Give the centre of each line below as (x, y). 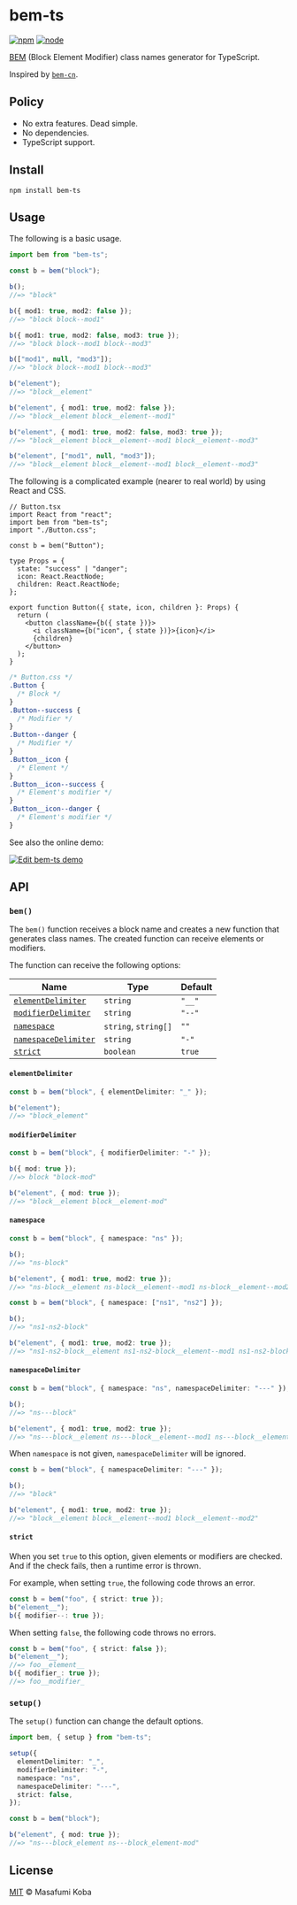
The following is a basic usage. (65, 239)
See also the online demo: (57, 842)
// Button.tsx (35, 507)
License (31, 1871)
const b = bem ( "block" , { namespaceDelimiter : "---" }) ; (116, 1470)
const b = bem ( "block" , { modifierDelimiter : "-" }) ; (110, 1153)
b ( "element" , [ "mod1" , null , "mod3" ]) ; (83, 457)
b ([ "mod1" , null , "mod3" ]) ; (61, 359)
